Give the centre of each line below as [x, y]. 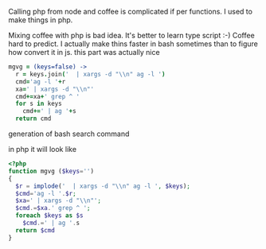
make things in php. [41, 20]
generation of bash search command [69, 134]
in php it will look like [43, 149]
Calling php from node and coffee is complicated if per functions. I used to [131, 12]
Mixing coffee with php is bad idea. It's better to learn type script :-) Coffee [131, 35]
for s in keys [39, 104]
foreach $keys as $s [49, 216]
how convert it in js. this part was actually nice [84, 52]
